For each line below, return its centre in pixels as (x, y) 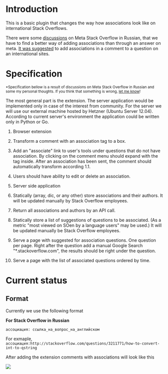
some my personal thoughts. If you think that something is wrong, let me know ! (73, 91)
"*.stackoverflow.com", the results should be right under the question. (84, 251)
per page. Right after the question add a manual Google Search (78, 245)
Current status (37, 281)
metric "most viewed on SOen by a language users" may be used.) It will (87, 225)
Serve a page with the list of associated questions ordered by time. (82, 260)
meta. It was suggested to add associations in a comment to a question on (82, 48)
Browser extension (32, 131)
